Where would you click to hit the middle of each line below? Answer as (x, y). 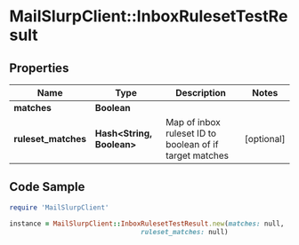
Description (201, 93)
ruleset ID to (191, 133)
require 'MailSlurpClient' (59, 207)
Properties (39, 68)
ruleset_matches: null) (185, 232)
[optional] (265, 139)
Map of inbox (193, 122)
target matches (198, 155)
